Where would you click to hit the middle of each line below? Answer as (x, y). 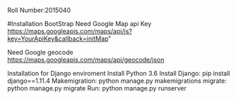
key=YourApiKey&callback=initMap (58, 39)
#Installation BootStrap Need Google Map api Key (79, 24)
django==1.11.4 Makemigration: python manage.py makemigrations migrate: (117, 81)
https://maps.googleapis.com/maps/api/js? (70, 31)
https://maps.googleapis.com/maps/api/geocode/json (86, 60)
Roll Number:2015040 (39, 10)
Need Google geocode (40, 52)
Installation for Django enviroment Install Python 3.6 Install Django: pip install (119, 73)
